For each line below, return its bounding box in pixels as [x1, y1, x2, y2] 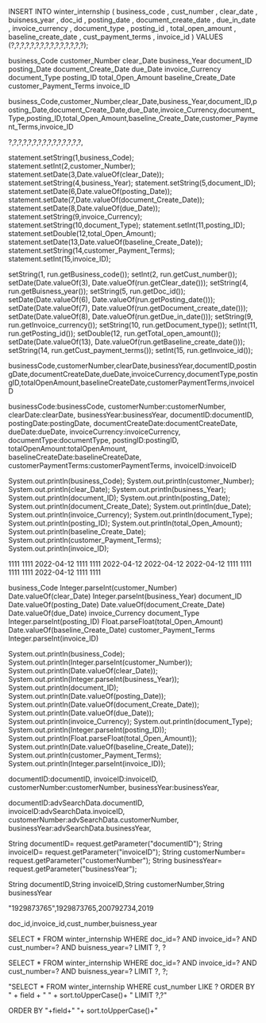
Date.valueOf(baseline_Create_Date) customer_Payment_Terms [8, 626, 216, 634]
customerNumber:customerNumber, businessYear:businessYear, [8, 783, 220, 792]
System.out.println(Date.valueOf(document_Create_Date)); [8, 699, 200, 709]
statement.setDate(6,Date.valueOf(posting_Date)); [8, 187, 172, 196]
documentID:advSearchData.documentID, [8, 798, 145, 808]
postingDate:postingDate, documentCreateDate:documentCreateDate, [8, 419, 238, 428]
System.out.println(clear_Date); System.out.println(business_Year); [8, 485, 226, 494]
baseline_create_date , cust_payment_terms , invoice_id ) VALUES [8, 32, 224, 41]
